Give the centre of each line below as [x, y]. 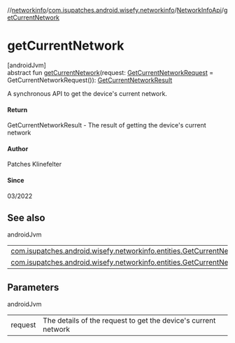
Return [17, 110]
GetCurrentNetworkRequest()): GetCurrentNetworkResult [90, 80]
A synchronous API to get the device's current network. [87, 93]
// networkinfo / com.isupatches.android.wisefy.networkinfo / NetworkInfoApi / [116, 10]
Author [18, 148]
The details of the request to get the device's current [129, 321]
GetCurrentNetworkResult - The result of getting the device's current [107, 125]
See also [26, 217]
